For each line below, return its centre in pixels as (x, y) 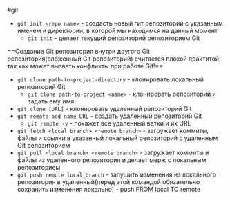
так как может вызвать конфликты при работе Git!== (85, 66)
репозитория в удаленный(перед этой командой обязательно (108, 182)
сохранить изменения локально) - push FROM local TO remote (109, 189)
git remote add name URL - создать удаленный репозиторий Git (109, 116)
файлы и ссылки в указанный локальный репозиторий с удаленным (117, 138)
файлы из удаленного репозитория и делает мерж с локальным (112, 160)
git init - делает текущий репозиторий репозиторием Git (114, 38)
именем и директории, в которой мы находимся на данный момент (117, 31)
